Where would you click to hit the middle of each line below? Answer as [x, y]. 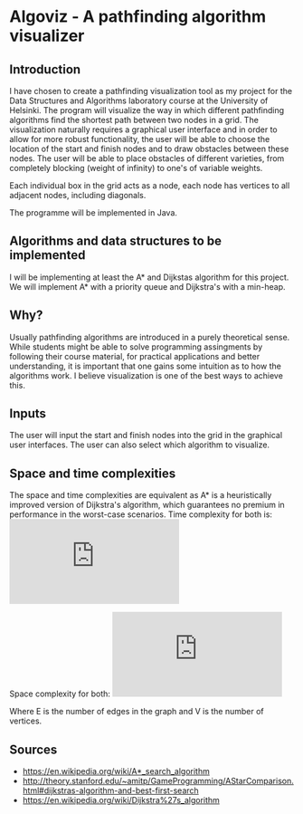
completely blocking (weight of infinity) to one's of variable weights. [136, 168]
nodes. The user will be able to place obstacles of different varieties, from [147, 158]
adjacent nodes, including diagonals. [78, 195]
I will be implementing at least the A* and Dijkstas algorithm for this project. [149, 277]
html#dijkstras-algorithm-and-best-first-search [110, 790]
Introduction [45, 69]
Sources [33, 749]
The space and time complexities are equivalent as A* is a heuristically [141, 495]
